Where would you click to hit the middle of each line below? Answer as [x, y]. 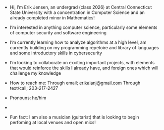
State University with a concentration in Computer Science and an [77, 12]
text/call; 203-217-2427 [34, 88]
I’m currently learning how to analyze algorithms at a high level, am [78, 42]
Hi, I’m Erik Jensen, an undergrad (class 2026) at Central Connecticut [81, 7]
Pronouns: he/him [28, 98]
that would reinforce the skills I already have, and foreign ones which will [84, 68]
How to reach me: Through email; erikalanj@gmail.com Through [75, 83]
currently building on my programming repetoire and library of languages [84, 48]
